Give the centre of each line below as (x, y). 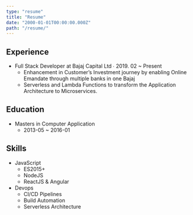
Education (25, 110)
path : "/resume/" (27, 28)
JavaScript (28, 163)
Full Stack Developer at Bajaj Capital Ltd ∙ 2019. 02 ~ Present (88, 66)
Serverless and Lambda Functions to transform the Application (99, 85)
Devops (24, 188)
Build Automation (44, 200)
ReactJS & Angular (46, 181)
